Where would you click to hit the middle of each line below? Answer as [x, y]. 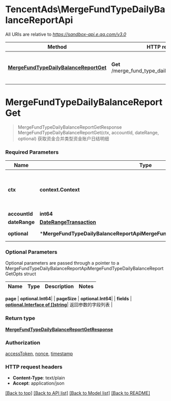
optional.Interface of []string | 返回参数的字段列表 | [59, 305]
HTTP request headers [34, 366]
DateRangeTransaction [68, 222]
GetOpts [14, 274]
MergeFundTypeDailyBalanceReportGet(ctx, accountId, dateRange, [88, 132]
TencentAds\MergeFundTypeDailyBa [85, 9]
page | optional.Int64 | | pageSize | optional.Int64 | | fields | [69, 299]
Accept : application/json [38, 383]
